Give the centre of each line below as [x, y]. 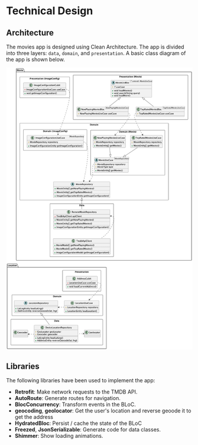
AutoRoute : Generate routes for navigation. [68, 398]
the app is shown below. [35, 59]
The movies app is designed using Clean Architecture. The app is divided [95, 47]
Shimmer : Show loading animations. [59, 436]
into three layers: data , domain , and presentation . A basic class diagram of [96, 53]
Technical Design [50, 11]
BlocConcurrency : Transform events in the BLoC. [75, 405]
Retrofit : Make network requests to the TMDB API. [76, 392]
